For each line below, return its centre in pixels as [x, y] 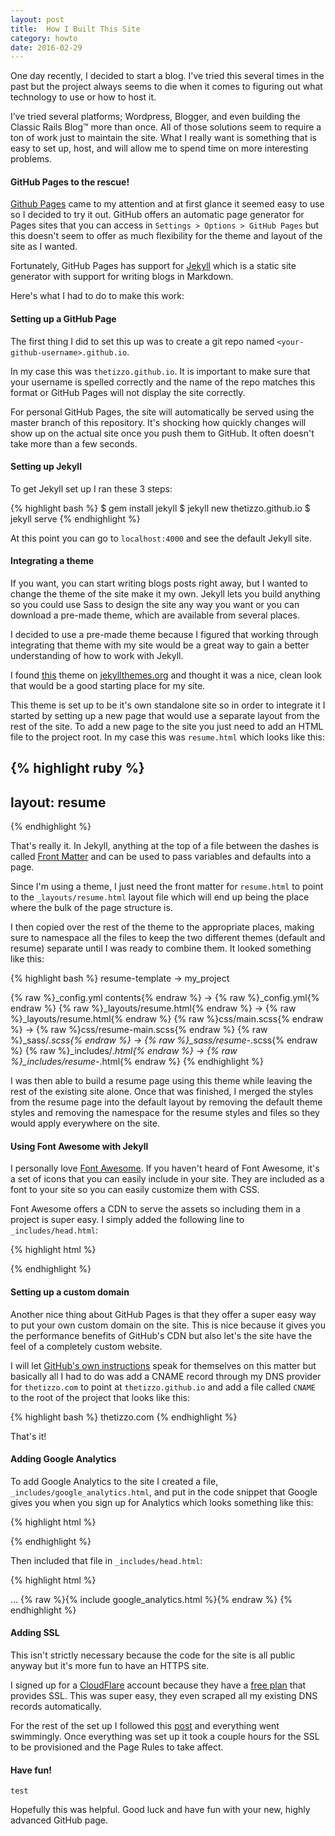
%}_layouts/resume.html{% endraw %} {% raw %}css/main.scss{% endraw [167, 1019]
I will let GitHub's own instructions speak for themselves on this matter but [163, 1365]
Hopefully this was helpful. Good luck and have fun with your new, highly [160, 1810]
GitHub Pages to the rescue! [70, 182]
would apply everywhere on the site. [85, 1123]
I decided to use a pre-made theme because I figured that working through [164, 635]
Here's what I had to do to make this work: [97, 296]
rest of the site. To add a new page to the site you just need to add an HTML [167, 727]
